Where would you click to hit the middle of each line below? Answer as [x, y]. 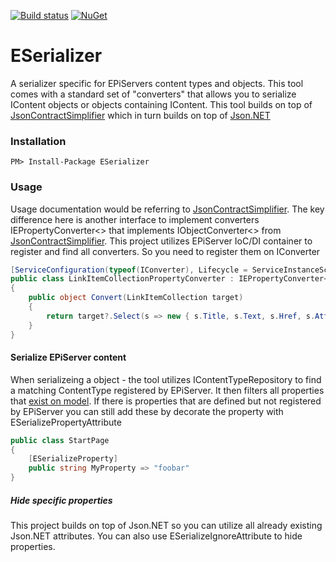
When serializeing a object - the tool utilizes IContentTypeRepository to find [166, 379]
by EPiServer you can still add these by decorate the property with [147, 411]
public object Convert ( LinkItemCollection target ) [136, 298]
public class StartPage [60, 440]
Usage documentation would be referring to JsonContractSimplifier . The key [167, 209]
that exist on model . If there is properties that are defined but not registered [166, 401]
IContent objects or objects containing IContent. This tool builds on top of [161, 104]
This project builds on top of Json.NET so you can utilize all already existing [166, 526]
